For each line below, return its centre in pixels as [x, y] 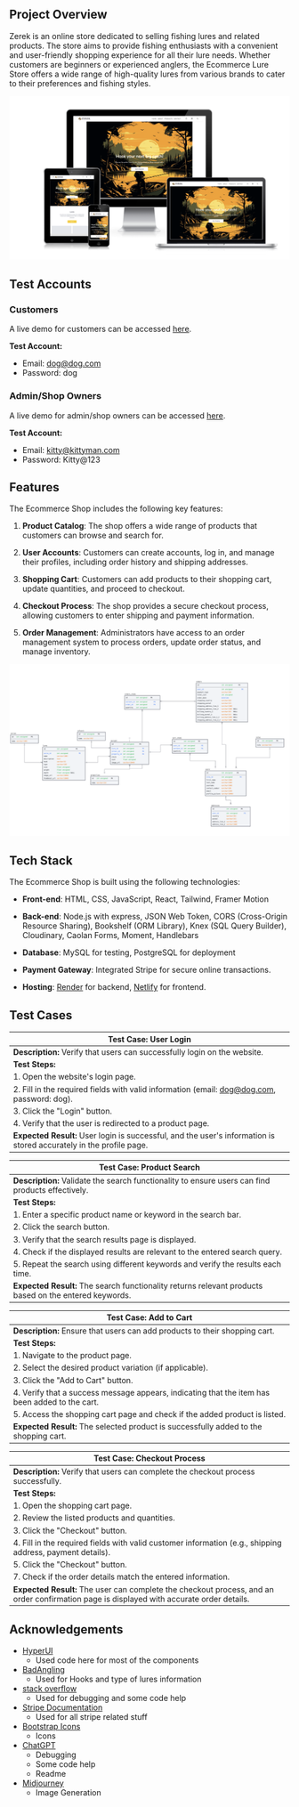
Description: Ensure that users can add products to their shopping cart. [144, 1331]
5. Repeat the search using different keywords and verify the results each [147, 1264]
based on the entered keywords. [72, 1295]
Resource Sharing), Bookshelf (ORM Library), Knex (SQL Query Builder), [154, 926]
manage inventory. [56, 652]
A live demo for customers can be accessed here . [101, 329]
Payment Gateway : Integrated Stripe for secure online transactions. [146, 970]
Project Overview [58, 15]
